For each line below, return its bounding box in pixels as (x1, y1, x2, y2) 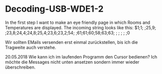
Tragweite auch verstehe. (5, 44, 57, 50)
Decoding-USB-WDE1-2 (5, 3, 104, 15)
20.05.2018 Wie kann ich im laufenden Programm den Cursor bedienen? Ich (5, 54, 158, 59)
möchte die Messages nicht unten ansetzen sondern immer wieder (5, 59, 140, 65)
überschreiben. (5, 64, 36, 70)
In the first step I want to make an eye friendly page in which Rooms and (5, 19, 150, 25)
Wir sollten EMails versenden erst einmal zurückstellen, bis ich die (5, 39, 138, 45)
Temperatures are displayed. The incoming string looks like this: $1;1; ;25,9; (5, 24, 156, 30)
